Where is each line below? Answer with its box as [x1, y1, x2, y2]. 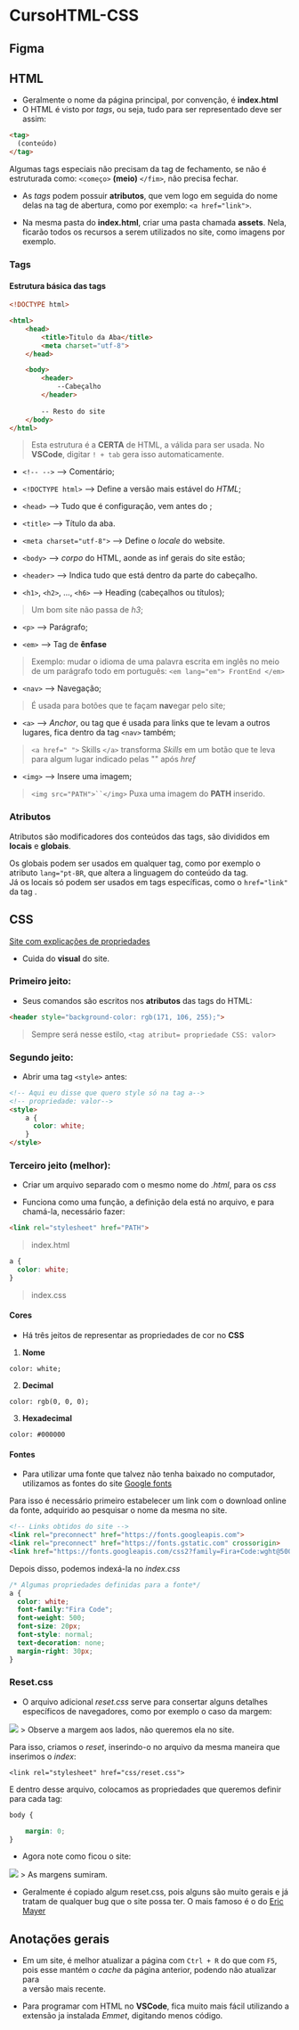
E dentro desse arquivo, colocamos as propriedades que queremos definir [9, 1784, 282, 1795]
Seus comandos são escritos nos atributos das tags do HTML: [21, 995, 253, 1006]
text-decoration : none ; [17, 1638, 105, 1648]
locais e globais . [9, 840, 71, 851]
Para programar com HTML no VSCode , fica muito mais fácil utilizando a [21, 2001, 289, 2011]
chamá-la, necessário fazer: [21, 1206, 125, 1217]
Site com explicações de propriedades [9, 935, 150, 946]
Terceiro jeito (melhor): [9, 1160, 111, 1172]
